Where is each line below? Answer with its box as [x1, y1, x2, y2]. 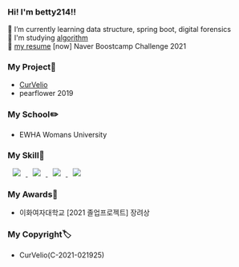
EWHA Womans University [18, 130, 107, 139]
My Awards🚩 [7, 189, 59, 200]
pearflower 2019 [18, 88, 74, 98]
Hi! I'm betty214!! [7, 6, 77, 18]
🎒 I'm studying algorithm [7, 33, 89, 42]
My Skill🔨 [7, 149, 45, 161]
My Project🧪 [7, 62, 57, 73]
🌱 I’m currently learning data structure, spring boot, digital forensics [7, 25, 232, 34]
